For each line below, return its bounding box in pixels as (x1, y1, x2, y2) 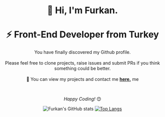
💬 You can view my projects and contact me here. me (26, 76, 139, 82)
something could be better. (54, 66, 111, 72)
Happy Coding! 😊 (64, 96, 101, 102)
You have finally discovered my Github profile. (34, 49, 131, 55)
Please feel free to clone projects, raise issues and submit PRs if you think (5, 60, 160, 66)
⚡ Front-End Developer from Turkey (6, 29, 159, 40)
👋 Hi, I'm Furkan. (47, 5, 118, 16)
